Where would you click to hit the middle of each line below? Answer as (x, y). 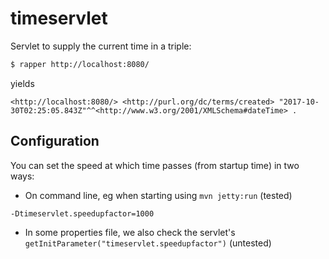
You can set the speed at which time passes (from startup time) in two (155, 165)
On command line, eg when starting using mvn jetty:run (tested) (158, 195)
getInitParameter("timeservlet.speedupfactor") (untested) (148, 243)
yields (22, 83)
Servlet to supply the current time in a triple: (101, 46)
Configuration (55, 141)
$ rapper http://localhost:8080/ (80, 64)
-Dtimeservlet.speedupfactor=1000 (82, 213)
